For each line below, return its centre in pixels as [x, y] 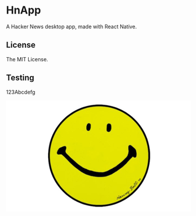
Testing [20, 78]
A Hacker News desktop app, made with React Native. [72, 26]
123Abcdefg [21, 92]
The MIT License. [27, 59]
